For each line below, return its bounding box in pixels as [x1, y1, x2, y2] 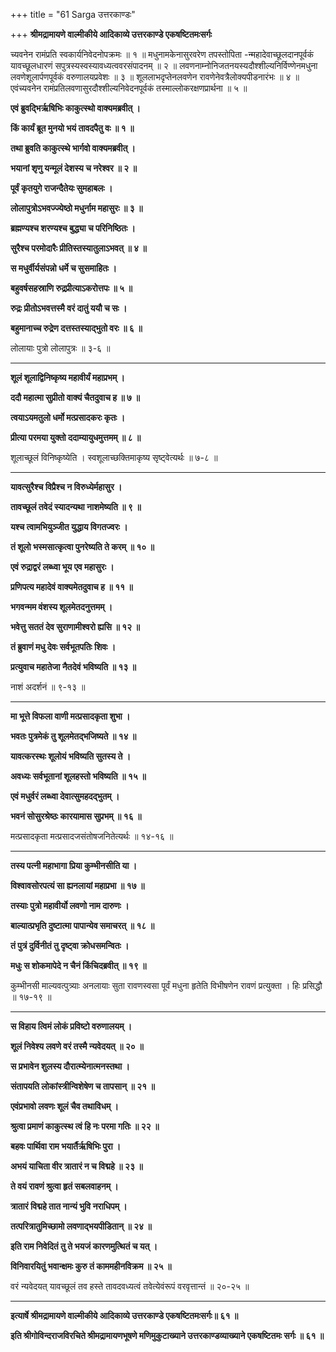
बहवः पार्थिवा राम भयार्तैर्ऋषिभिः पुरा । [10, 1140, 122, 1152]
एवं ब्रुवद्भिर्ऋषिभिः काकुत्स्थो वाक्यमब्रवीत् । [10, 102, 141, 114]
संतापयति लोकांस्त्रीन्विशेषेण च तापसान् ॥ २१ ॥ [10, 1080, 155, 1092]
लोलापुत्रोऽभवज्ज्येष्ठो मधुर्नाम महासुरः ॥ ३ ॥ [10, 202, 143, 214]
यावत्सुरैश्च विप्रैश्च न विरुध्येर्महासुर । [10, 481, 123, 493]
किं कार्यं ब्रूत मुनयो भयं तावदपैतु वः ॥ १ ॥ [10, 122, 135, 134]
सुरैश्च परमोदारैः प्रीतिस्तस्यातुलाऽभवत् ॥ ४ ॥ [10, 242, 147, 254]
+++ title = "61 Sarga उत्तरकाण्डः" [10, 9, 136, 20]
